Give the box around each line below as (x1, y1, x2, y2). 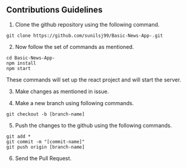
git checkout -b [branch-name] (6, 111, 85, 117)
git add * (6, 133, 31, 140)
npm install (6, 60, 36, 66)
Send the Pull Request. (14, 154, 72, 162)
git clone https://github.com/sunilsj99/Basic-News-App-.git (6, 33, 163, 39)
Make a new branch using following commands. (14, 99, 134, 106)
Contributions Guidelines (6, 5, 103, 15)
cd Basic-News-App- (6, 54, 55, 61)
